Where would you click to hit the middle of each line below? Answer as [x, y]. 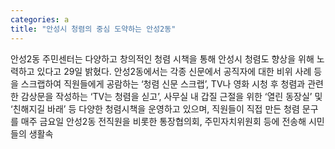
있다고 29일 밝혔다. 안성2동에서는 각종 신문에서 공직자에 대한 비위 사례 [174, 71]
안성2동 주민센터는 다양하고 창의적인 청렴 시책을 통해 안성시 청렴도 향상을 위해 [162, 58]
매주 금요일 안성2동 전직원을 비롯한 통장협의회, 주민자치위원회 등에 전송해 [163, 121]
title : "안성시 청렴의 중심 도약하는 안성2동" [93, 29]
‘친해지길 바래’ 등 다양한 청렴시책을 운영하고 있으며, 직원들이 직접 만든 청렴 [155, 108]
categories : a [40, 19]
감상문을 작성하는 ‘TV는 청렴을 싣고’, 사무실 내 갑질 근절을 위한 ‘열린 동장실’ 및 [171, 96]
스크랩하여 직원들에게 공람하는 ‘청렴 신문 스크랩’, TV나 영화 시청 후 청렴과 [163, 83]
